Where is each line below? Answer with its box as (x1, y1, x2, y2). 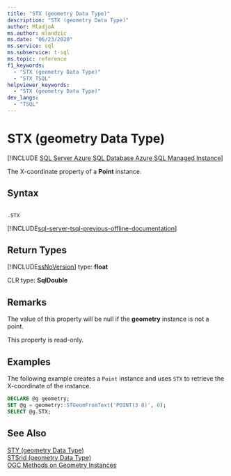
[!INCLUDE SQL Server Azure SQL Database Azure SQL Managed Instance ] (7, 154, 224, 162)
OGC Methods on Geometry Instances (7, 461, 117, 469)
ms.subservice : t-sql (7, 49, 70, 56)
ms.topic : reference (7, 56, 67, 63)
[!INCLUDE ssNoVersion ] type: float (7, 262, 109, 271)
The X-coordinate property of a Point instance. (7, 167, 142, 175)
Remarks (7, 296, 47, 308)
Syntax (7, 187, 39, 199)
